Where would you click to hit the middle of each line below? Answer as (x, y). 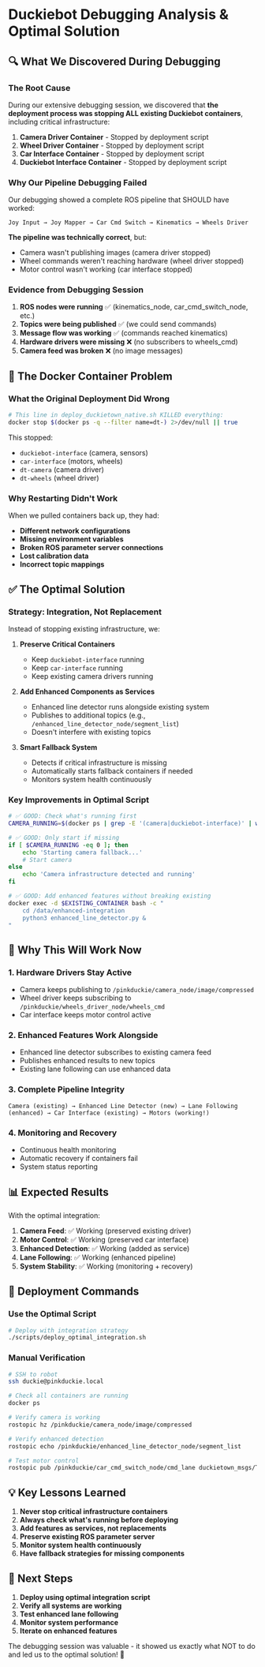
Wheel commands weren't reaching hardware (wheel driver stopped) (132, 261)
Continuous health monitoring (68, 1150)
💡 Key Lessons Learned (67, 1492)
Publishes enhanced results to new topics (87, 1061)
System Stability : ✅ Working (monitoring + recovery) (106, 1266)
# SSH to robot (33, 1374)
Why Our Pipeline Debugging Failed (78, 182)
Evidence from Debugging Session (76, 290)
